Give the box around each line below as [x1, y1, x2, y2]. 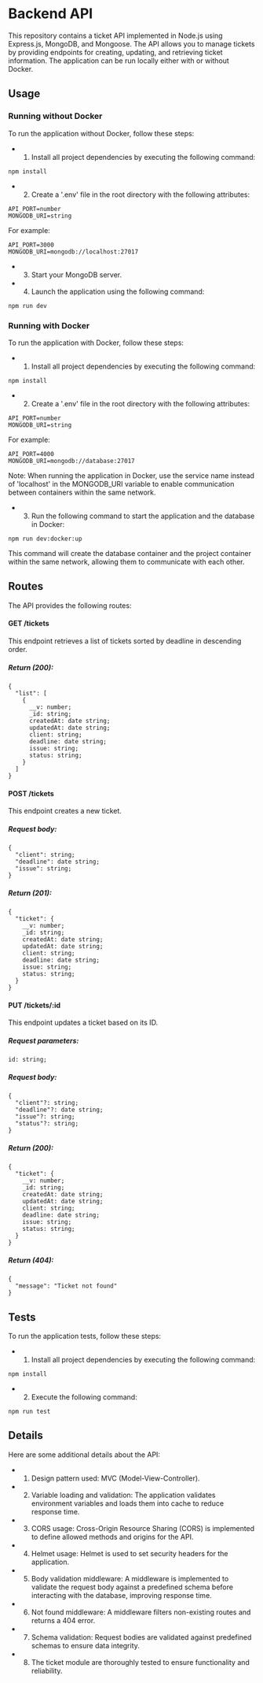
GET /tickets [8, 619, 49, 628]
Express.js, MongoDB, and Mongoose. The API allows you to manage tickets [8, 39, 255, 48]
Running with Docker [8, 320, 90, 331]
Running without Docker [8, 111, 103, 122]
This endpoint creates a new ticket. [8, 806, 122, 816]
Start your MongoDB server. [31, 269, 122, 280]
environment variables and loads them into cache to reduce [31, 1498, 225, 1508]
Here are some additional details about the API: [8, 1450, 161, 1459]
